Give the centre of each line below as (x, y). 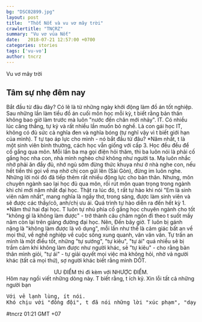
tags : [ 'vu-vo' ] (26, 51)
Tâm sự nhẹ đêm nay (46, 93)
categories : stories (32, 46)
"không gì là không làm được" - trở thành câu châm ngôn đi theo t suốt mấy (100, 216)
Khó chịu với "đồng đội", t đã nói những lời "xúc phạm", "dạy (101, 302)
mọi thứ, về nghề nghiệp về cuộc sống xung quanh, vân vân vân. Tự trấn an (100, 235)
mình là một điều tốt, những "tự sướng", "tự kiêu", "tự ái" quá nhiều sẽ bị (95, 241)
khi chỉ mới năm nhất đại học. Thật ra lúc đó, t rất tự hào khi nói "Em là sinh (99, 190)
